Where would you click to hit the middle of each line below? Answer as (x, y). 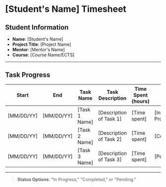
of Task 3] (110, 159)
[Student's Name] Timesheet (66, 9)
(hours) (141, 101)
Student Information (37, 27)
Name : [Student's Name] (38, 39)
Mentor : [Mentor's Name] (39, 50)
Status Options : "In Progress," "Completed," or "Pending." (77, 179)
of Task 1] (110, 118)
